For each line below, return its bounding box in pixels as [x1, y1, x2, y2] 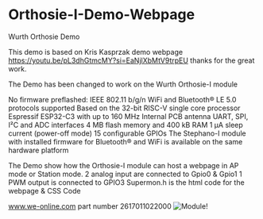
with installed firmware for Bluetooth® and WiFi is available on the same [8, 136, 243, 146]
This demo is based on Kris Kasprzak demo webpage [8, 47, 184, 56]
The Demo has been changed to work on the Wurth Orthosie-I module [8, 79, 238, 89]
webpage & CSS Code [8, 186, 81, 195]
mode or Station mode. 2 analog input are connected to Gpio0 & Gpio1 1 [8, 169, 242, 179]
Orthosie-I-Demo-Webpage [8, 6, 195, 24]
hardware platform [8, 145, 69, 155]
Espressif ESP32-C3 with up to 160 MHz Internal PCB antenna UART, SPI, [8, 111, 249, 121]
